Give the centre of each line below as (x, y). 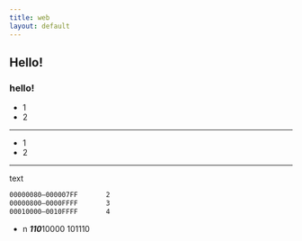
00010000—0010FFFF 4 (60, 211)
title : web (30, 18)
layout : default (40, 26)
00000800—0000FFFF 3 (60, 203)
